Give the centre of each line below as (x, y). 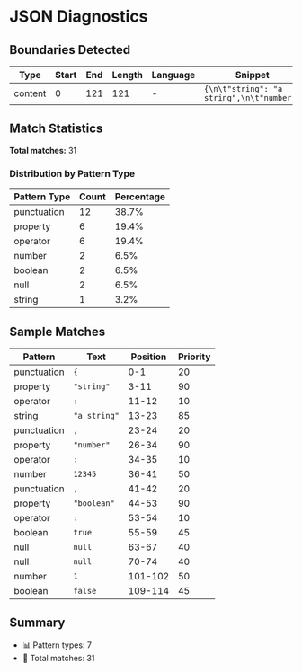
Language (173, 75)
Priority (195, 357)
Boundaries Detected (70, 50)
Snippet (252, 75)
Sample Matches (58, 331)
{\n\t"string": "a (243, 88)
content (30, 93)
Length (128, 75)
